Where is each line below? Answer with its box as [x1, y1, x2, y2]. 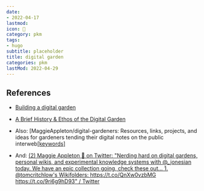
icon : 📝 [6, 25, 26, 32]
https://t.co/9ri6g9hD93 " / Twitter [15, 178, 100, 185]
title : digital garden [6, 54, 64, 60]
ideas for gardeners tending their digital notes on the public [15, 134, 164, 141]
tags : [6, 37, 20, 43]
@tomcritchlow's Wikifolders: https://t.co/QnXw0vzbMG [15, 171, 157, 179]
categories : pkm [6, 59, 47, 65]
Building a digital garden [15, 104, 76, 111]
